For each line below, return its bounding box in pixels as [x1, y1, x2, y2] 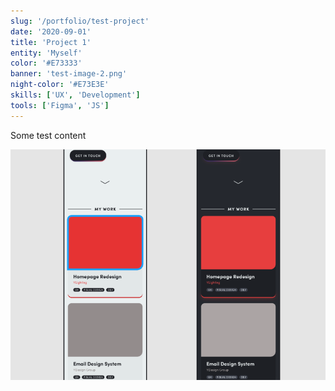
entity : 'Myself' [10, 48, 83, 58]
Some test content [10, 129, 87, 141]
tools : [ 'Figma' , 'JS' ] [10, 100, 110, 110]
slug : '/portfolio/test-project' [10, 16, 150, 26]
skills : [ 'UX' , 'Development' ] [10, 90, 141, 100]
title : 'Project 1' [10, 37, 92, 47]
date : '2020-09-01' [10, 26, 92, 37]
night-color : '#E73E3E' [10, 80, 110, 90]
